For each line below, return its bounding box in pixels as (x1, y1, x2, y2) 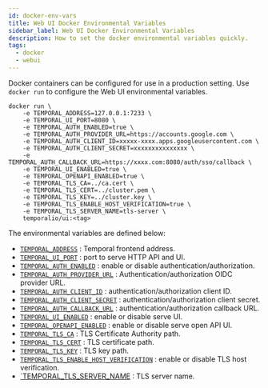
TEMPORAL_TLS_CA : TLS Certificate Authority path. (19, 329, 182, 338)
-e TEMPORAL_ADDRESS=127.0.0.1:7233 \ (22, 109, 152, 117)
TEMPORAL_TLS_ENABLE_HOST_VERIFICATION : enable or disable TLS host (19, 354, 247, 364)
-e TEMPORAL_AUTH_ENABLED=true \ (22, 123, 134, 131)
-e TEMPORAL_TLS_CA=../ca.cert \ (22, 179, 134, 187)
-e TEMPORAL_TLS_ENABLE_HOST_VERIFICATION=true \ (22, 200, 192, 208)
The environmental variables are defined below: (8, 228, 166, 238)
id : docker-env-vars (8, 11, 78, 20)
